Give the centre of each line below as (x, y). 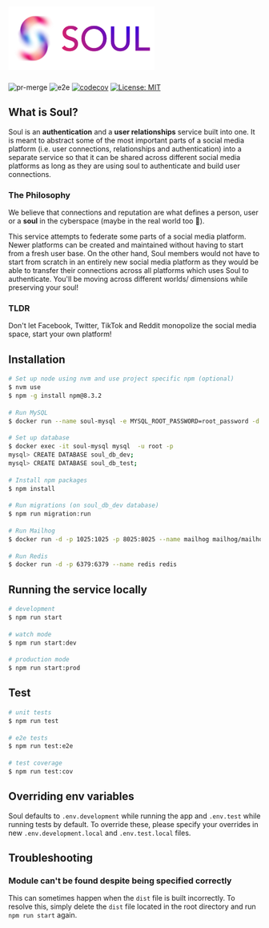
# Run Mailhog (32, 531)
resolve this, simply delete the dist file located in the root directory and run (132, 906)
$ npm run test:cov (41, 772)
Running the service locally (78, 590)
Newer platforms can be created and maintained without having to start (126, 245)
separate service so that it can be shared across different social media (124, 157)
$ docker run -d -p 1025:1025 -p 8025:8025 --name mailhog (109, 539)
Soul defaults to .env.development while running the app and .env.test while (134, 816)
